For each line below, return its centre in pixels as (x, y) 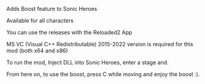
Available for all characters (40, 20)
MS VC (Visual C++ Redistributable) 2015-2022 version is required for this (100, 44)
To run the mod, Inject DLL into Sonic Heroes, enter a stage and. (87, 62)
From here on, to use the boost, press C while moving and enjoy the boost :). (103, 74)
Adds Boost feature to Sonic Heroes (52, 9)
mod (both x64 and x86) (37, 51)
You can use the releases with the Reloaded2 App (69, 32)
